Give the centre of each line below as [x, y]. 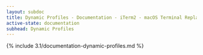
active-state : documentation [43, 23]
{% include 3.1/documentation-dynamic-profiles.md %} [75, 46]
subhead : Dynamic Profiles [40, 29]
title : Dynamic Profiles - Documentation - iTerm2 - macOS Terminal [94, 18]
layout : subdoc [25, 12]
